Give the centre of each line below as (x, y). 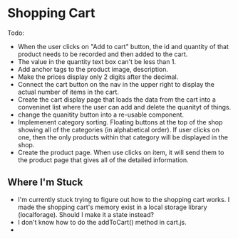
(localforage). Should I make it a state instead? (86, 214)
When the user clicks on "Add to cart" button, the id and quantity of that (123, 46)
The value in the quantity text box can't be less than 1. (97, 61)
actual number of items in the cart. (68, 92)
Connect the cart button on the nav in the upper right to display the (116, 84)
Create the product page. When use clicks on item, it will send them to (121, 152)
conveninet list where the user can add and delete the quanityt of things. (124, 107)
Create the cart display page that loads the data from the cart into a (117, 99)
